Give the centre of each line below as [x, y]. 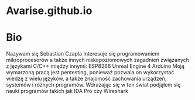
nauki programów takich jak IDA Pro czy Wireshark [67, 91]
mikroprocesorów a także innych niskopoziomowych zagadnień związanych [97, 60]
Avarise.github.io [49, 11]
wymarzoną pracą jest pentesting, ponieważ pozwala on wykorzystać [90, 73]
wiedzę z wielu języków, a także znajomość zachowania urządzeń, [86, 79]
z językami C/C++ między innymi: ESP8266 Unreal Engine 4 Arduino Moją [95, 66]
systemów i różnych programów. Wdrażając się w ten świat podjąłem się [93, 85]
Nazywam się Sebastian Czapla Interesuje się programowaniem [83, 54]
